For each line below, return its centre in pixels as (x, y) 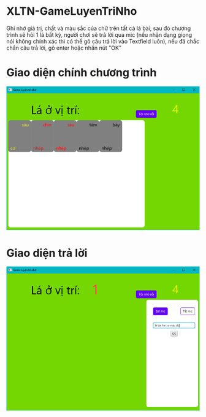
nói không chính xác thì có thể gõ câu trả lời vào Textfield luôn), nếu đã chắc (103, 41)
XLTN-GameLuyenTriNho (72, 11)
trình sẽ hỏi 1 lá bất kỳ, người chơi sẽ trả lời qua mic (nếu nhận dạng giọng (99, 34)
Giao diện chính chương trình (82, 73)
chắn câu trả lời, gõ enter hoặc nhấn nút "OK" (64, 48)
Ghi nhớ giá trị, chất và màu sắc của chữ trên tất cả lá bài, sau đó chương (99, 28)
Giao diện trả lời (47, 253)
